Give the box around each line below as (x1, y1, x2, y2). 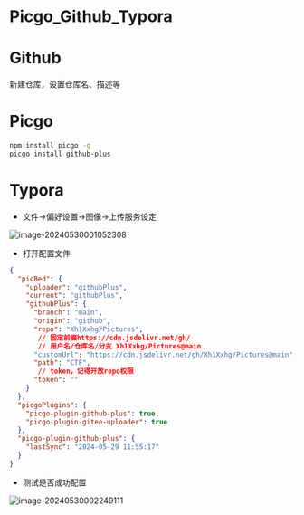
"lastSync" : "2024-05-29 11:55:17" (25, 443, 160, 452)
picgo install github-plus (9, 149, 111, 158)
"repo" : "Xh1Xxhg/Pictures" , (33, 324, 144, 334)
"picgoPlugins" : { (17, 400, 88, 409)
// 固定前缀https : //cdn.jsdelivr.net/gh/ (37, 333, 191, 342)
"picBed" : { (17, 274, 63, 283)
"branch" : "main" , (33, 308, 103, 318)
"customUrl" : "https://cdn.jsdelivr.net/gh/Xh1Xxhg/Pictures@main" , (33, 350, 298, 359)
